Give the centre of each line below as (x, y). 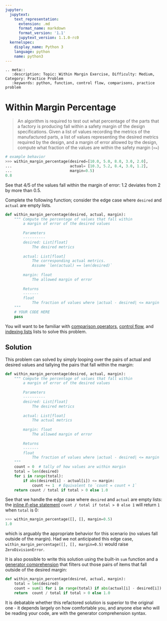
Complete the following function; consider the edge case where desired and (83, 200)
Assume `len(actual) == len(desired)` (72, 265)
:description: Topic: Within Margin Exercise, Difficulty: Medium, (83, 74)
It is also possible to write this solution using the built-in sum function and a (82, 559)
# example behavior (25, 157)
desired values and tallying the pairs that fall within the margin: (70, 364)
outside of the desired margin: (36, 570)
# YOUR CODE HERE (32, 312)
